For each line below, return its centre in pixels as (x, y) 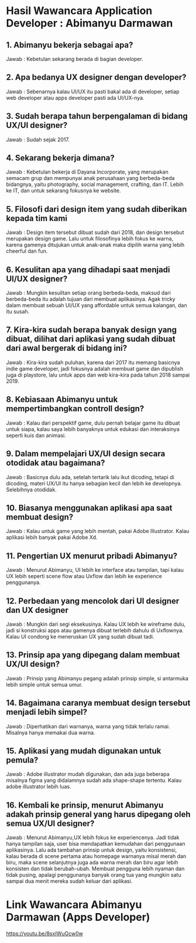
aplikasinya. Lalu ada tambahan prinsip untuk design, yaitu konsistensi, (92, 850)
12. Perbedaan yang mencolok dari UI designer (93, 601)
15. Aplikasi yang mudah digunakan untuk (84, 751)
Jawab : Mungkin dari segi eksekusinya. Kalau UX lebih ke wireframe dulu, (96, 624)
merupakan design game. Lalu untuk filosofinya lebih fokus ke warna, (90, 239)
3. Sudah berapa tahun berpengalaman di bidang (97, 116)
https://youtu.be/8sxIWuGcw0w (44, 934)
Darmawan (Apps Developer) (78, 917)
